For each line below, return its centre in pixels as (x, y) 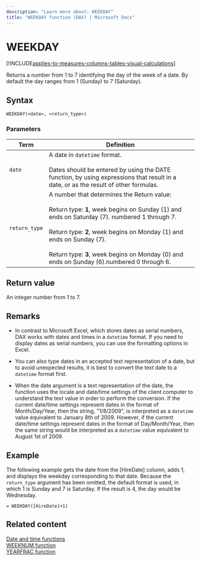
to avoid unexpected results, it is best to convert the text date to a (96, 368)
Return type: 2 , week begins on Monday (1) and (116, 232)
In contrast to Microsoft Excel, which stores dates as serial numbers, (99, 330)
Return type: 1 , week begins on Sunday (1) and (115, 209)
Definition (120, 144)
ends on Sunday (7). (77, 239)
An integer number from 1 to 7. (43, 298)
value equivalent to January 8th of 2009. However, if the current (94, 417)
